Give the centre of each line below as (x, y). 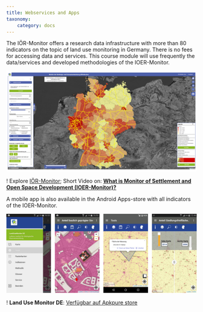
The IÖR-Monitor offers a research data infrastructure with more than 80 (96, 43)
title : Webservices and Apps (43, 13)
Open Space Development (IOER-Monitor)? (61, 187)
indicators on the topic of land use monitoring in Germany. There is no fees (99, 50)
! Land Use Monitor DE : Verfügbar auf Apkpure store (72, 303)
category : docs (36, 25)
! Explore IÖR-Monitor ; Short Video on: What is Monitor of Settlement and (99, 181)
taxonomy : (19, 19)
